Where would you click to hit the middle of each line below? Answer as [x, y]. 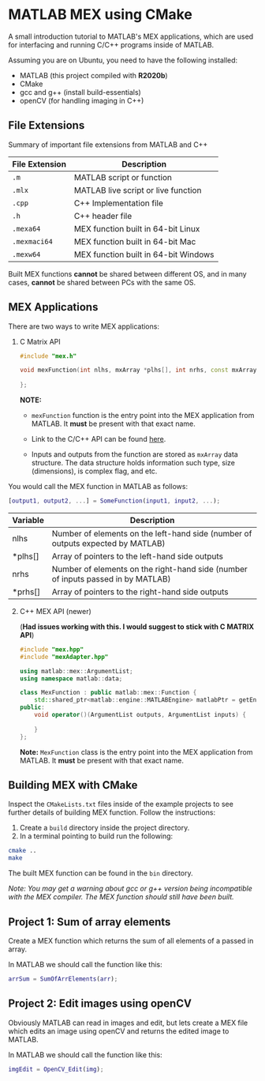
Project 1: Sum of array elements [90, 922]
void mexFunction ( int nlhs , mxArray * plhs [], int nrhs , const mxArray [138, 370]
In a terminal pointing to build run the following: [96, 836]
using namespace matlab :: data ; [71, 678]
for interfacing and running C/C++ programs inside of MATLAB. [111, 44]
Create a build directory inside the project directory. [105, 828]
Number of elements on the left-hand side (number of [152, 533]
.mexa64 [26, 228]
